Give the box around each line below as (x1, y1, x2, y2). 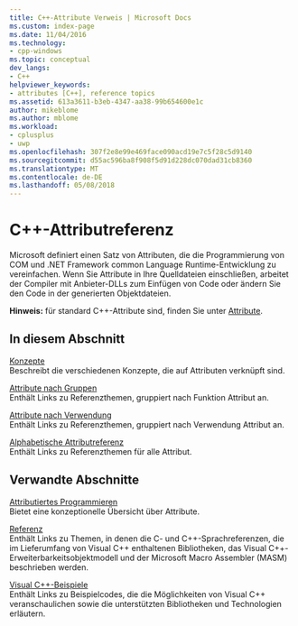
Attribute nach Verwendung (9, 410, 112, 420)
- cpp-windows (9, 47, 63, 56)
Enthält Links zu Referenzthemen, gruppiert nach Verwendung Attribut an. (9, 419, 284, 429)
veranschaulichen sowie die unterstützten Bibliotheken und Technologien (9, 598, 283, 609)
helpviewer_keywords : (9, 80, 91, 89)
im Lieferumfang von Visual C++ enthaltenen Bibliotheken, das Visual (9, 542, 267, 553)
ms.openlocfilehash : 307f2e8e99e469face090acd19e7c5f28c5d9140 (9, 147, 253, 156)
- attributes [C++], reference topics (9, 88, 155, 97)
